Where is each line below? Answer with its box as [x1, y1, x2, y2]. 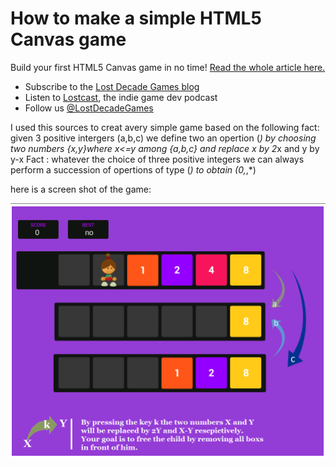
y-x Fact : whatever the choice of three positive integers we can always [10, 153, 305, 165]
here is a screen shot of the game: [10, 183, 152, 195]
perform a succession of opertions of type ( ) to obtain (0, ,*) [10, 163, 257, 176]
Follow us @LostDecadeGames [24, 102, 154, 114]
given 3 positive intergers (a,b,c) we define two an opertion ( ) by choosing [10, 132, 317, 144]
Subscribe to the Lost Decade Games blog [24, 80, 200, 92]
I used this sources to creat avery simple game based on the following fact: [10, 121, 320, 133]
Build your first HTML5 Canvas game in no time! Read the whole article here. [10, 61, 326, 73]
